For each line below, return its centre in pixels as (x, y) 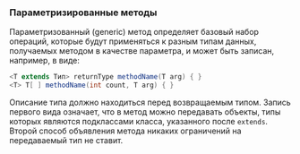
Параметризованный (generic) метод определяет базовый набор (134, 32)
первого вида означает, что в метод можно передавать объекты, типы (145, 112)
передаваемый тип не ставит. (66, 141)
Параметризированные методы (83, 13)
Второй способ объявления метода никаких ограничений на (125, 131)
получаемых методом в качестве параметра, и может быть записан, (142, 51)
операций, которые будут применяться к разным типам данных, (133, 41)
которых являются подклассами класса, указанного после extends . (139, 122)
